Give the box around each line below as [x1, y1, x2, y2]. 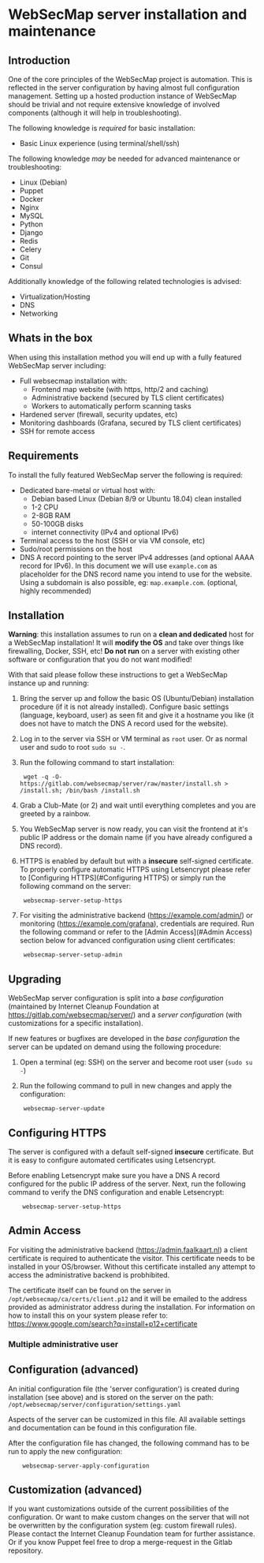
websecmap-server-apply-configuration [22, 1461, 150, 1470]
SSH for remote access [19, 426, 95, 435]
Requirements [8, 450, 79, 463]
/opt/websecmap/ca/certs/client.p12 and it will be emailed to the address [8, 1293, 247, 1303]
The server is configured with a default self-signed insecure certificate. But [8, 1147, 254, 1157]
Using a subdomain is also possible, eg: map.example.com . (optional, [19, 577, 238, 587]
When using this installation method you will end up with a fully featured [8, 353, 242, 362]
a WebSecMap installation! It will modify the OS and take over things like [8, 638, 244, 647]
